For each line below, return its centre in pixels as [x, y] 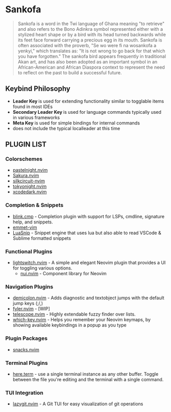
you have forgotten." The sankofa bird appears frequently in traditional [92, 56]
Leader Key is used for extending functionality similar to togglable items [88, 101]
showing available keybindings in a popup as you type [69, 325]
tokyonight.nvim [30, 187]
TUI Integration [24, 393]
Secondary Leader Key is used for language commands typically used [87, 112]
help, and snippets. [33, 222]
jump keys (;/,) [28, 303]
